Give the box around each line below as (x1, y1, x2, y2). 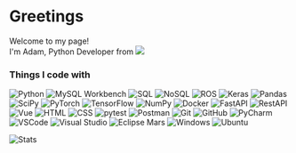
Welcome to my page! (9, 36, 90, 46)
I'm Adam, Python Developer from (9, 46, 134, 57)
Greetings (9, 6, 84, 27)
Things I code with (9, 68, 91, 81)
